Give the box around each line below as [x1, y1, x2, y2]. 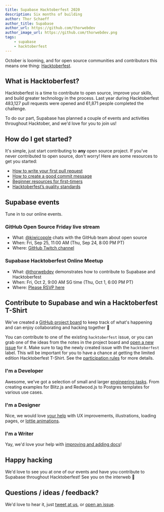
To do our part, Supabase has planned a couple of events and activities [5, 115, 150, 121]
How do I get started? [5, 135, 72, 143]
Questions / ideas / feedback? [5, 488, 99, 497]
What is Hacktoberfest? [5, 77, 80, 85]
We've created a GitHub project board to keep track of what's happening [5, 319, 152, 326]
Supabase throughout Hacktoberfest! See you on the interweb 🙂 [5, 474, 135, 480]
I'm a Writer [5, 430, 34, 437]
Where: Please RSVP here [12, 284, 65, 290]
